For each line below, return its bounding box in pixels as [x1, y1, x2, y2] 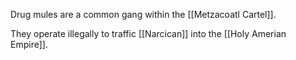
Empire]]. [10, 39, 48, 50]
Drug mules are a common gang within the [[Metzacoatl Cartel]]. [10, 9, 277, 20]
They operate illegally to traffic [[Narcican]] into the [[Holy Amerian [10, 28, 287, 39]
